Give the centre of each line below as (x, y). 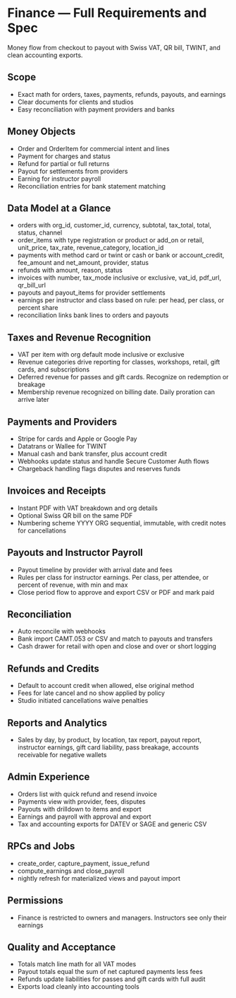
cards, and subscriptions (54, 369)
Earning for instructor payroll (59, 179)
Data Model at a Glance (59, 208)
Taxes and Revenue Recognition (79, 337)
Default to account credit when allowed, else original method (106, 686)
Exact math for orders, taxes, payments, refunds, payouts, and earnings (122, 94)
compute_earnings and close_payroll (71, 871)
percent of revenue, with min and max (73, 585)
